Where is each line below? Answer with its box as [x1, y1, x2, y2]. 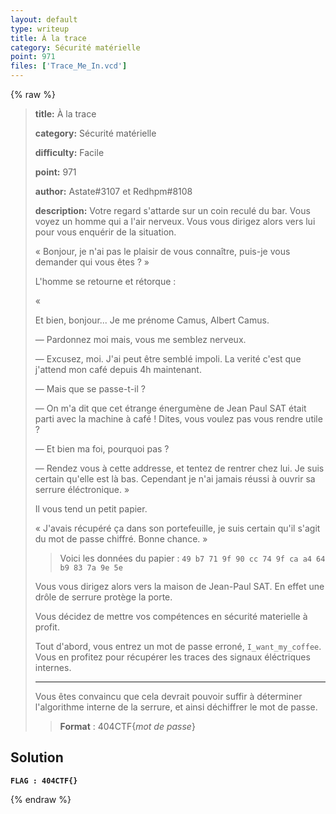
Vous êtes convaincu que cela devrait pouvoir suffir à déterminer [34, 691, 303, 702]
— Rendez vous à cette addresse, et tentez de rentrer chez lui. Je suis [34, 462, 325, 474]
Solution [10, 749, 64, 766]
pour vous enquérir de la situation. [34, 226, 177, 238]
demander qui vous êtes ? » [34, 256, 150, 268]
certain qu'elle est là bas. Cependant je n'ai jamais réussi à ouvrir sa [34, 473, 316, 485]
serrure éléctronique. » [34, 484, 130, 495]
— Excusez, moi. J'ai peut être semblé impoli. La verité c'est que [34, 353, 302, 365]
